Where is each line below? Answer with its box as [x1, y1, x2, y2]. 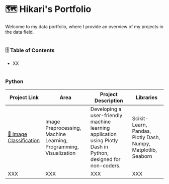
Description [95, 97, 123, 104]
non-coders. [90, 162, 121, 169]
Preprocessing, [45, 125, 81, 132]
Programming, [45, 143, 79, 150]
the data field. [5, 29, 34, 35]
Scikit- [132, 115, 148, 122]
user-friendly [90, 112, 123, 119]
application [90, 131, 117, 138]
